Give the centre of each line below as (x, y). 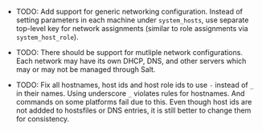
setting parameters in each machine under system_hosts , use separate (132, 20)
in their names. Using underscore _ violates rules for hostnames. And (130, 93)
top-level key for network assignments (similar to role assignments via (132, 28)
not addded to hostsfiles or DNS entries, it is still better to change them (133, 110)
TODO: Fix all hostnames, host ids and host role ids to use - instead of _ (135, 85)
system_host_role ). (47, 37)
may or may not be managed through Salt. (86, 69)
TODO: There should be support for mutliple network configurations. (129, 52)
